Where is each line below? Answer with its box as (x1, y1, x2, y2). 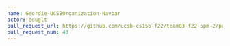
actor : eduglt (7, 16, 48, 23)
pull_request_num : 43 (7, 28, 69, 36)
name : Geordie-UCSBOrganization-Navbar (7, 9, 121, 17)
